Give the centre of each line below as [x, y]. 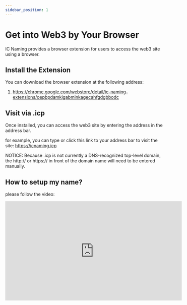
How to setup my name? [44, 182]
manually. [15, 166]
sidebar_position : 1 [27, 10]
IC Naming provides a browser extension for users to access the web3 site [83, 49]
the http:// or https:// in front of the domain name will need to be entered [80, 161]
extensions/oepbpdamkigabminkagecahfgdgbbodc [66, 97]
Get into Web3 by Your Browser [72, 35]
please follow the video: [30, 194]
